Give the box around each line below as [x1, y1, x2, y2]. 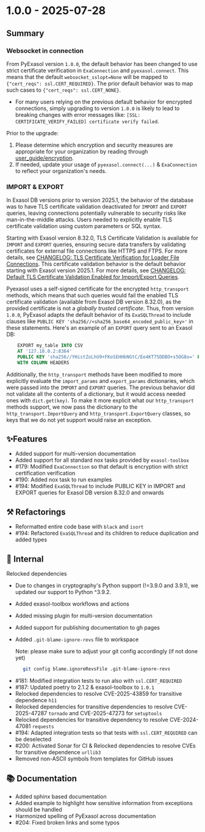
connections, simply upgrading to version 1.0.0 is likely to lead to [15, 105, 180, 112]
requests [32, 723, 54, 730]
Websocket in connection [6, 46, 84, 55]
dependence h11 [15, 696, 57, 704]
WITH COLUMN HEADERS [17, 359, 70, 366]
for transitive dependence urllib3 [15, 748, 101, 756]
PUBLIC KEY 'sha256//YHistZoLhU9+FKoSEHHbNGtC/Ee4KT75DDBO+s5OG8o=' [17, 354, 195, 360]
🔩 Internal [6, 554, 44, 564]
